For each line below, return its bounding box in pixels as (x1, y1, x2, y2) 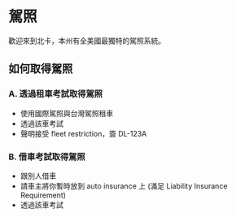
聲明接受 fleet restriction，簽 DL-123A (20, 128, 147, 138)
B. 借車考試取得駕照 (8, 151, 85, 163)
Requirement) (20, 190, 67, 200)
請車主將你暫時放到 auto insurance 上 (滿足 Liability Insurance (20, 180, 228, 191)
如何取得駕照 (8, 62, 73, 76)
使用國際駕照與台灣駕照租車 (20, 108, 114, 118)
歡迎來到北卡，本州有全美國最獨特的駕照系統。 (8, 36, 165, 46)
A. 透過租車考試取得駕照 (8, 89, 103, 100)
